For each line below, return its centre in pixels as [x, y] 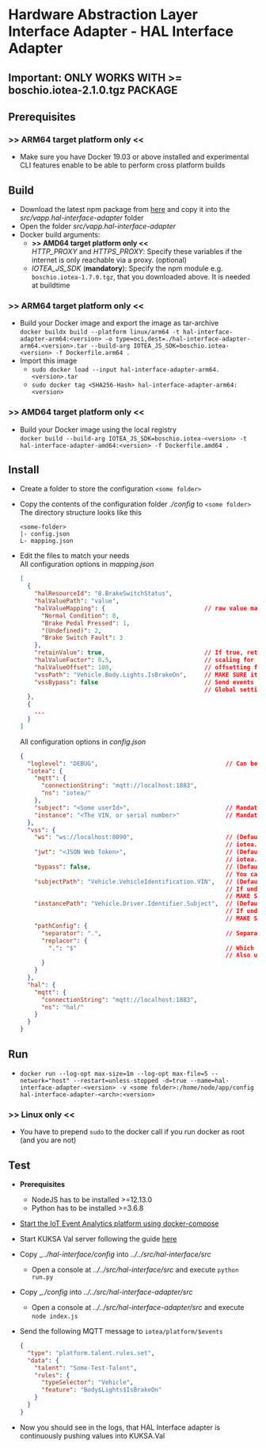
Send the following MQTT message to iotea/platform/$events [121, 1331]
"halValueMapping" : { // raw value [141, 608]
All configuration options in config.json [83, 741]
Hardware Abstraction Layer [103, 15]
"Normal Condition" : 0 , [80, 616]
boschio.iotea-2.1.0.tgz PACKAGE [93, 90]
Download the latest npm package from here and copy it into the [125, 210]
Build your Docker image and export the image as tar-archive [119, 323]
